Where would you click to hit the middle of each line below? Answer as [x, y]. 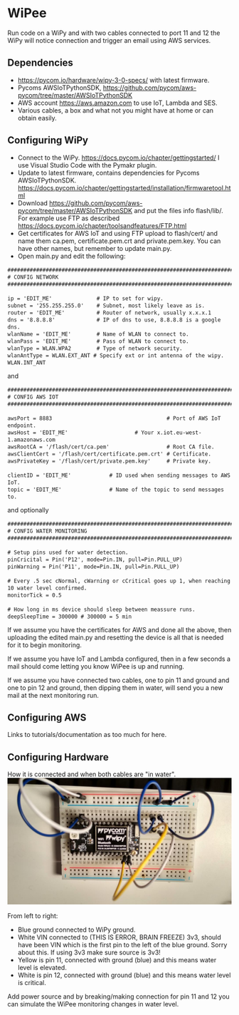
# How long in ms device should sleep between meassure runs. [101, 609]
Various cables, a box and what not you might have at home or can [116, 110]
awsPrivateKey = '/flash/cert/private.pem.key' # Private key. [110, 461]
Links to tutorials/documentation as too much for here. [87, 735]
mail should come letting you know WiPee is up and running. [96, 666]
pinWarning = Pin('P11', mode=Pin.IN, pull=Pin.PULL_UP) [94, 567]
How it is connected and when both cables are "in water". [92, 774]
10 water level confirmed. [47, 588]
